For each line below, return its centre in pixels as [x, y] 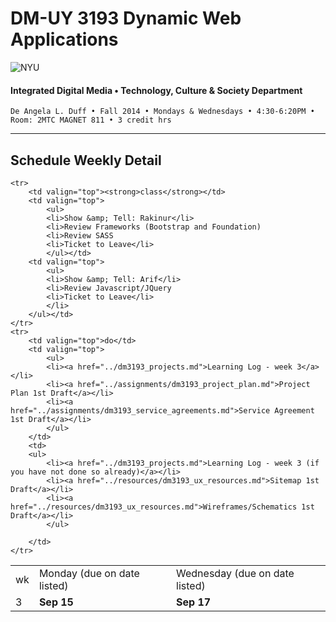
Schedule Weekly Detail [86, 160]
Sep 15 [56, 602]
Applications [64, 39]
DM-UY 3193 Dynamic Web [126, 18]
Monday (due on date [89, 573]
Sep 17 [194, 602]
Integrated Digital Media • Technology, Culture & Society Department [156, 90]
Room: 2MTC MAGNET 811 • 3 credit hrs [91, 120]
